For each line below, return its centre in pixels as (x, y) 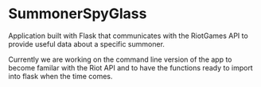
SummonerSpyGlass (78, 14)
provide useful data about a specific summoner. (87, 43)
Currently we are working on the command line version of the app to (120, 59)
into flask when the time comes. (60, 76)
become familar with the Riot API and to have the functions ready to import (130, 67)
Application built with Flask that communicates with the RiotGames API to (128, 36)
